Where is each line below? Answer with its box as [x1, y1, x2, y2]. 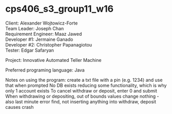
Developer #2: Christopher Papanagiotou [5, 41, 92, 48]
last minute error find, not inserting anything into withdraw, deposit [15, 98, 157, 105]
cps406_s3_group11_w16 [5, 3, 114, 15]
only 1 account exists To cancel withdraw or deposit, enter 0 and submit [5, 87, 158, 94]
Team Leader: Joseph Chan [5, 25, 64, 31]
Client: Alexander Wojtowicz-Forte [5, 20, 78, 26]
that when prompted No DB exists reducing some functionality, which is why [5, 82, 167, 88]
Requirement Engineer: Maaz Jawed [5, 31, 82, 37]
